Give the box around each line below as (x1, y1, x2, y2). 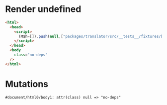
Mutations (5, 78, 49, 90)
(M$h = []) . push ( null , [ (18, 34, 64, 39)
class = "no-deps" (14, 52, 48, 58)
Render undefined (5, 3, 82, 15)
